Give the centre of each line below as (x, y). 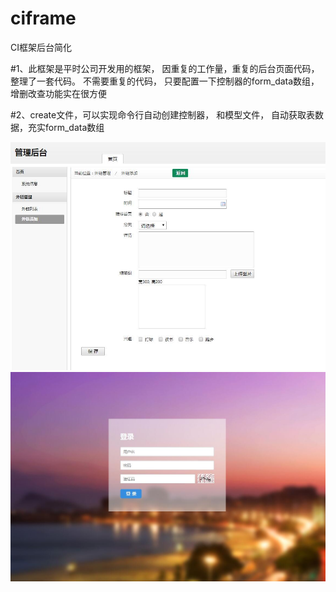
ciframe (43, 18)
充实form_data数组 (66, 127)
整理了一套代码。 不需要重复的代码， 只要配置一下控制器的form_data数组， (165, 81)
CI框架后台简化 (41, 47)
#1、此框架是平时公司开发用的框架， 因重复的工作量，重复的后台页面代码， (165, 68)
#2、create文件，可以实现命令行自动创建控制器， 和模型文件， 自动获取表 (163, 114)
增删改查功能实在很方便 (58, 93)
